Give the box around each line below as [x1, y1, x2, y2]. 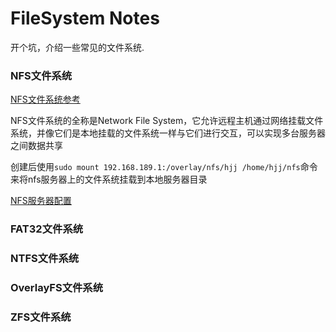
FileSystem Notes [10, 7, 160, 30]
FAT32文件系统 [10, 222, 84, 236]
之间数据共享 [10, 140, 63, 152]
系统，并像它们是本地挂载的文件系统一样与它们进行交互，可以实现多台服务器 [10, 127, 326, 139]
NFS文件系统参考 [10, 93, 81, 106]
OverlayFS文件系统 [10, 281, 104, 294]
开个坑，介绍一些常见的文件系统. [10, 41, 145, 53]
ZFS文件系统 [10, 310, 72, 324]
